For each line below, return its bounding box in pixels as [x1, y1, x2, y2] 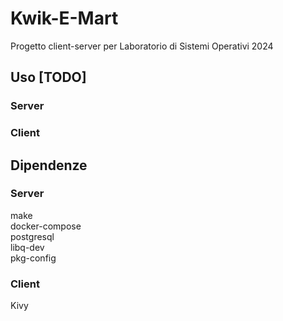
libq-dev [10, 241, 45, 253]
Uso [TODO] [10, 69, 87, 86]
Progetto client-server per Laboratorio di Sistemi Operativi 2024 [10, 40, 274, 52]
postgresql [10, 230, 55, 242]
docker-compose [10, 220, 82, 232]
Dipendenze [10, 157, 88, 174]
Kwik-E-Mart [10, 7, 119, 30]
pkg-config [10, 252, 57, 264]
